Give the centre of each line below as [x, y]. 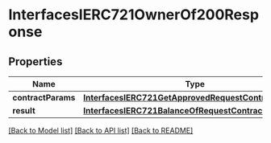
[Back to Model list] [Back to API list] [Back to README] [101, 131]
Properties [35, 61]
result [24, 110]
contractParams [44, 98]
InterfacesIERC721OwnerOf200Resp [134, 15]
